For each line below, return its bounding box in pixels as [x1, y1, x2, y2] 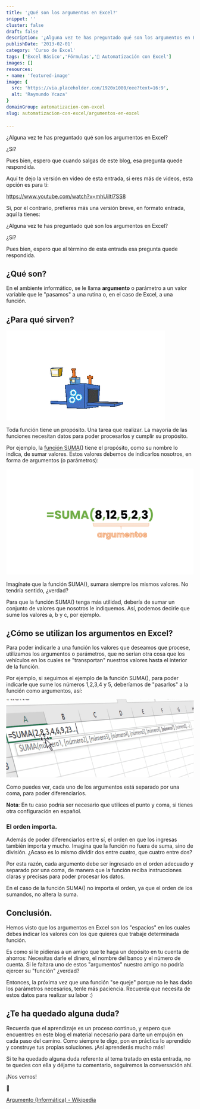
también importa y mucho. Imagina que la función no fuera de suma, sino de [6, 842, 193, 849]
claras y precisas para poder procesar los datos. [6, 873, 125, 880]
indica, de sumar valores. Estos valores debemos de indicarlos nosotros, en [6, 450, 192, 458]
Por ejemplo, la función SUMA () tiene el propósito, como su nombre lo [6, 444, 179, 452]
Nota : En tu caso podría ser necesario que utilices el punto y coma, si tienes [6, 801, 193, 808]
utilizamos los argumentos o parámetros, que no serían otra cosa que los [6, 650, 185, 657]
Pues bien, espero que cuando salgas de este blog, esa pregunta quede [6, 157, 183, 164]
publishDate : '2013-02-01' [6, 41, 73, 47]
